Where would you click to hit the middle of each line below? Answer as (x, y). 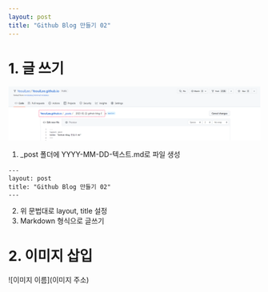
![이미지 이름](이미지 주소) (49, 280)
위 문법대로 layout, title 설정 (64, 211)
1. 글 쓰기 (36, 68)
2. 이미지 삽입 (51, 256)
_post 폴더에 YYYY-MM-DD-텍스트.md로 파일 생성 (100, 154)
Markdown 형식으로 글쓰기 (62, 221)
